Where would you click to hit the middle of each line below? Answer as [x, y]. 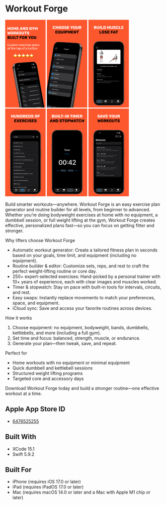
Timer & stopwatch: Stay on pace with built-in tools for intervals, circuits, [87, 287]
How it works [19, 318]
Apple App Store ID [35, 409]
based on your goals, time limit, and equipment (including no [74, 255]
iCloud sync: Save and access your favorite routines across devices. [82, 308]
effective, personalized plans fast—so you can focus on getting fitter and [80, 225]
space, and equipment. [36, 303]
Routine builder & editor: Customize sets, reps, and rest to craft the [81, 266]
